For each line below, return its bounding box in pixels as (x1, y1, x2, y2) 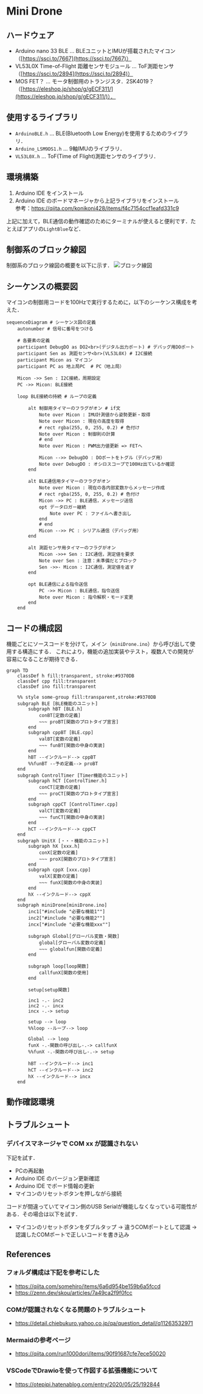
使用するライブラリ (6, 113, 78, 123)
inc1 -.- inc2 (28, 997, 64, 1004)
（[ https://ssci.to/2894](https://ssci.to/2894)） (15, 70, 134, 77)
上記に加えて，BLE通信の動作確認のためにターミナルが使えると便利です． (6, 217, 191, 224)
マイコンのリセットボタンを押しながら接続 (15, 1190, 122, 1198)
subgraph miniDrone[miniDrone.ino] (17, 902, 108, 909)
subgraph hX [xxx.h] (28, 844, 80, 850)
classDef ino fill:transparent (17, 684, 97, 690)
